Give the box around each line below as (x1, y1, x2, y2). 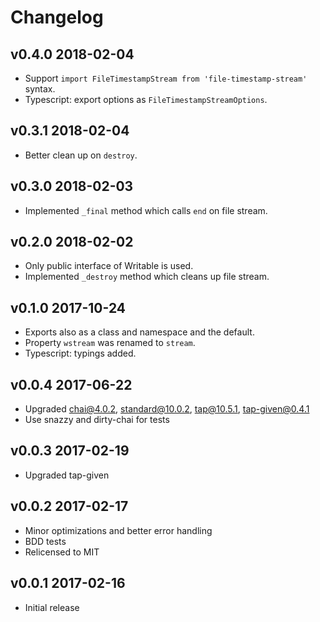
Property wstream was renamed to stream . (24, 337, 196, 349)
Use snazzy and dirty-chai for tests (24, 414, 170, 426)
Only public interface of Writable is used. (24, 260, 194, 272)
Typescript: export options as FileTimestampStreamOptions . (24, 94, 268, 105)
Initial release (24, 601, 80, 613)
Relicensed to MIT (24, 546, 100, 558)
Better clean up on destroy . (24, 149, 138, 161)
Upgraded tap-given (24, 469, 110, 481)
